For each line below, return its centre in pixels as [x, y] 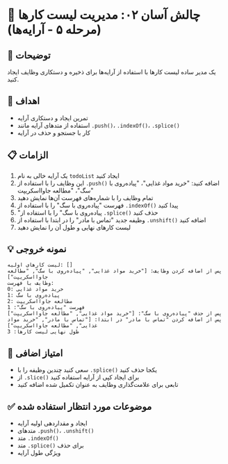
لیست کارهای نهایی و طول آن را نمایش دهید [74, 227]
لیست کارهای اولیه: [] [40, 265]
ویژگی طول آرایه [39, 453]
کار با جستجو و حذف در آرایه [54, 133]
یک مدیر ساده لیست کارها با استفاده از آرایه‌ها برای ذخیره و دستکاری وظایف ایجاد [112, 72]
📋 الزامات [28, 155]
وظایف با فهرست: [31, 283]
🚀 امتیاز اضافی [35, 353]
